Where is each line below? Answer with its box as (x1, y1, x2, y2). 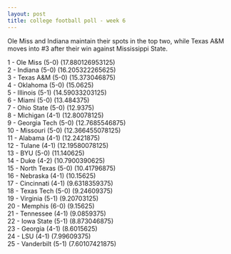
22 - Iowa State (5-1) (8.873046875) (7, 216, 114, 225)
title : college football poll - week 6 (7, 17, 126, 24)
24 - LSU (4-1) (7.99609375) (7, 232, 91, 240)
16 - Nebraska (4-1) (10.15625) (7, 171, 96, 180)
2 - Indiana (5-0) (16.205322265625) (7, 65, 116, 74)
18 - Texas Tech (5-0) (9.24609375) (7, 186, 113, 195)
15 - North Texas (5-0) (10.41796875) (7, 164, 116, 172)
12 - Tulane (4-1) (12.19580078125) (7, 141, 109, 149)
